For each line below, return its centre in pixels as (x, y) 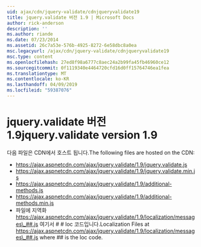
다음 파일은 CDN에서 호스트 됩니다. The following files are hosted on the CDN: (101, 152)
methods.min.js (35, 203)
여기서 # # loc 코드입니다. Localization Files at (94, 224)
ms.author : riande (30, 34)
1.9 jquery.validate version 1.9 (82, 135)
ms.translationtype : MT (37, 73)
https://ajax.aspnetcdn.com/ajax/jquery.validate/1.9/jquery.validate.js (101, 164)
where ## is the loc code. (71, 237)
